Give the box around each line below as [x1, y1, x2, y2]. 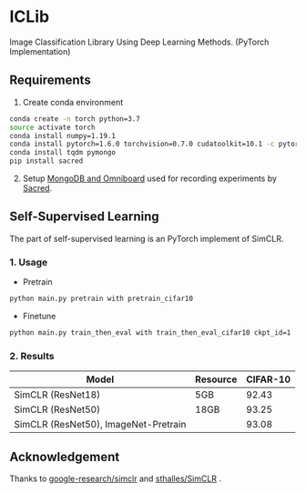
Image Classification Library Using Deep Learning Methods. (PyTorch [9, 36, 270, 47]
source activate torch [9, 123, 96, 132]
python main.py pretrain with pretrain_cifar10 [9, 294, 194, 304]
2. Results [9, 349, 55, 362]
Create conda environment [22, 96, 124, 107]
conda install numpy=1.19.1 [9, 131, 117, 140]
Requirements [9, 73, 91, 88]
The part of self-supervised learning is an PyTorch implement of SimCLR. [9, 233, 284, 244]
